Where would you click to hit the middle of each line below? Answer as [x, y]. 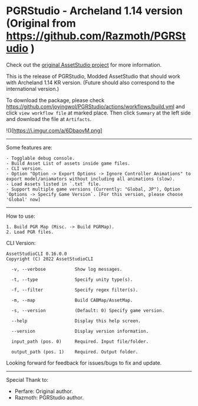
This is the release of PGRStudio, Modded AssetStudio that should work [93, 76]
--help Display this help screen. [76, 321]
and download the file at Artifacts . [49, 119]
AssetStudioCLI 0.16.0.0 [37, 254]
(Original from [41, 23]
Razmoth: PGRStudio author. [49, 397]
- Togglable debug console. [41, 158]
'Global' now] [24, 199]
